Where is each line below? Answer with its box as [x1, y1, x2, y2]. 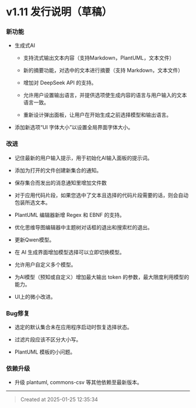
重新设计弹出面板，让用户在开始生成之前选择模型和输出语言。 [23, 112, 172, 119]
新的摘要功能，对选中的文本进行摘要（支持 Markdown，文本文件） [23, 67, 184, 74]
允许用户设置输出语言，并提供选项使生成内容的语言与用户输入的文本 [23, 92, 187, 99]
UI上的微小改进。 [14, 293, 56, 300]
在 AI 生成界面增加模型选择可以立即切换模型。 [14, 248, 125, 255]
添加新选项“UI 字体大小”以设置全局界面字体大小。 [14, 124, 134, 131]
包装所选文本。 [14, 199, 51, 206]
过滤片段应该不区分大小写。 [14, 336, 82, 343]
